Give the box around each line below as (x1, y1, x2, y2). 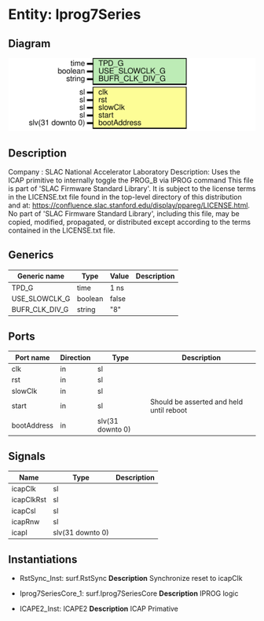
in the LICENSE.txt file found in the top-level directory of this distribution (8, 192, 242, 201)
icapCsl (11, 505, 36, 516)
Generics (8, 248, 54, 262)
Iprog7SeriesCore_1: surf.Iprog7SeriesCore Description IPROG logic (19, 589, 239, 598)
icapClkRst (11, 495, 47, 505)
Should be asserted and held (150, 397, 244, 406)
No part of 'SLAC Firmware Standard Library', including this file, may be (8, 208, 240, 218)
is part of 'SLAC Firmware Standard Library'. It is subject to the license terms (8, 183, 256, 193)
